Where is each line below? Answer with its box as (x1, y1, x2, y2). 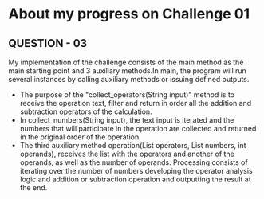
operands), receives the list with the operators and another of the (19, 149, 235, 158)
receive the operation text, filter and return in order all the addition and (19, 99, 252, 107)
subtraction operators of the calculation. (19, 107, 153, 116)
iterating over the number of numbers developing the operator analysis (19, 166, 253, 175)
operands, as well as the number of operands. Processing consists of (19, 158, 249, 167)
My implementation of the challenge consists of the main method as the (8, 57, 244, 67)
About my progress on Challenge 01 (8, 5, 250, 23)
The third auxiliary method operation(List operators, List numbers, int (19, 141, 246, 150)
